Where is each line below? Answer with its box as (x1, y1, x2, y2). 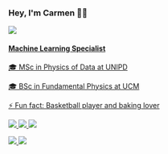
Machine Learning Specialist (8, 44, 106, 53)
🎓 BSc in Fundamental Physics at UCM (8, 81, 140, 91)
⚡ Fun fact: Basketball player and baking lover (8, 100, 160, 110)
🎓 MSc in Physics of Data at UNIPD (8, 62, 128, 72)
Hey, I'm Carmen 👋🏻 (8, 7, 88, 19)
